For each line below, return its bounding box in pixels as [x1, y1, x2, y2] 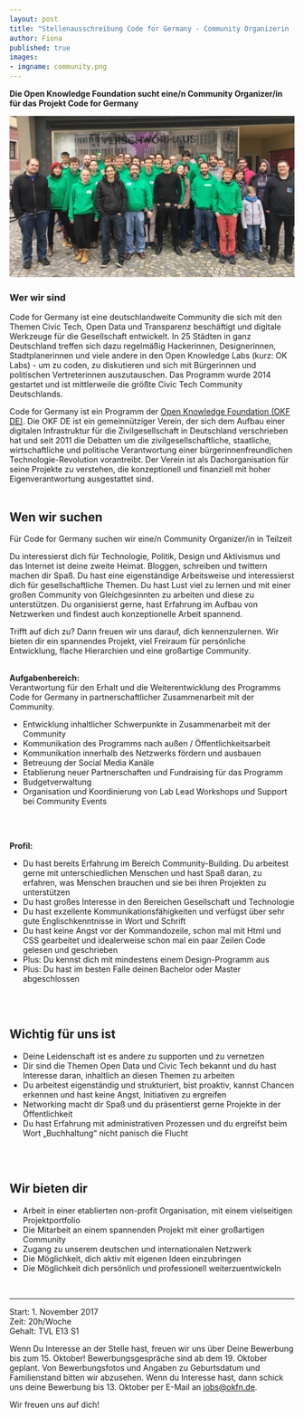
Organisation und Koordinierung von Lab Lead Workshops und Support [22, 786, 288, 797]
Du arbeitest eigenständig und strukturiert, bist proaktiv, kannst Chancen [22, 1079, 295, 1090]
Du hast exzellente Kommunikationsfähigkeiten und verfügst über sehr [22, 906, 285, 918]
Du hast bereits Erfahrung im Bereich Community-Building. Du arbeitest [22, 858, 290, 869]
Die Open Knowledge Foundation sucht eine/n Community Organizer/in [9, 89, 283, 99]
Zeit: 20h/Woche [9, 1316, 72, 1327]
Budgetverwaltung [22, 776, 92, 787]
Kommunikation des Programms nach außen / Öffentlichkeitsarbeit [22, 738, 271, 749]
